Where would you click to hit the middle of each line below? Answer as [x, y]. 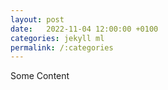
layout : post [37, 19]
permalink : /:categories [62, 47]
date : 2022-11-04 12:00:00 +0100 [84, 29]
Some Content [40, 76]
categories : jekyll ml [57, 38]
